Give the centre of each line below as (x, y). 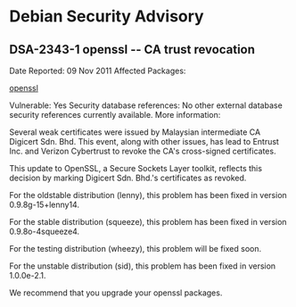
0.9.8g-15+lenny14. (45, 204)
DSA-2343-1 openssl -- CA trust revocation (132, 50)
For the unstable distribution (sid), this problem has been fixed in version (143, 266)
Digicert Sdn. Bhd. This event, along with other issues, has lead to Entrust (144, 141)
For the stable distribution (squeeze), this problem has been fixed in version (148, 222)
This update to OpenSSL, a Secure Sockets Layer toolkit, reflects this (136, 168)
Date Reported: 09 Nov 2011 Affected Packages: (98, 71)
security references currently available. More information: (115, 115)
